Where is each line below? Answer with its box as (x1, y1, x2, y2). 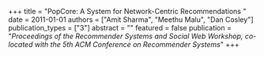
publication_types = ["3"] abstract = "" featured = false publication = (8, 23, 232, 32)
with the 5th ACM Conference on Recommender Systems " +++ (34, 40, 239, 49)
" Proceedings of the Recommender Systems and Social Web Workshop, (8, 31, 243, 41)
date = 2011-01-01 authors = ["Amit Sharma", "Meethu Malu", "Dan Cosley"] (8, 15, 254, 24)
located (8, 40, 33, 49)
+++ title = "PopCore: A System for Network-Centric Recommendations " (8, 7, 247, 16)
